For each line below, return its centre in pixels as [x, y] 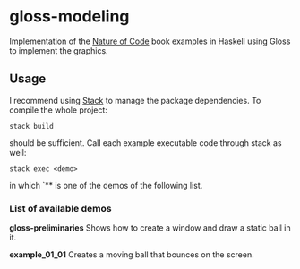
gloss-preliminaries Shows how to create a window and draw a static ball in [150, 228]
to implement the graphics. [59, 50]
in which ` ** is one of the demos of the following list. [106, 185]
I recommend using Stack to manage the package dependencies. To [135, 100]
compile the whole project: [58, 110]
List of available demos [60, 208]
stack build [31, 126]
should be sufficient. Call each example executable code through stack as [146, 143]
